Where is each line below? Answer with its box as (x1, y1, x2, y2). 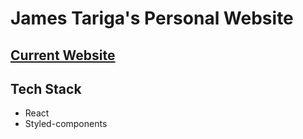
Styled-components (24, 118, 108, 130)
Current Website (10, 47, 116, 64)
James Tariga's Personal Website (10, 7, 294, 30)
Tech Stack (10, 80, 82, 97)
